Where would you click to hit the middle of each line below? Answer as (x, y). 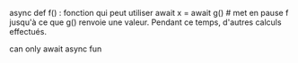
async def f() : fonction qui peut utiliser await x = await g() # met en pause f (149, 13)
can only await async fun (56, 49)
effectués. (28, 31)
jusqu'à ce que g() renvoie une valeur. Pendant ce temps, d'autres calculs (145, 22)
